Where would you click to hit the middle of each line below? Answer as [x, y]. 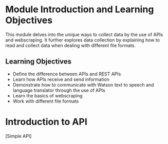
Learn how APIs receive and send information [61, 79]
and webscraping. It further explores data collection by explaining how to [83, 40]
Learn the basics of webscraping [48, 95]
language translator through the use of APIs [59, 90]
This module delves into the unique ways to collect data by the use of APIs [84, 34]
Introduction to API [46, 122]
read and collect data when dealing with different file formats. [71, 45]
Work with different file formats [46, 101]
